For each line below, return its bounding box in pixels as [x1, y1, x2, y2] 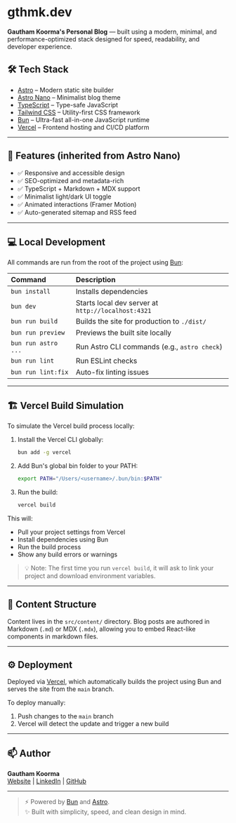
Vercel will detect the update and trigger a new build [17, 720, 169, 728]
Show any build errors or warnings [17, 550, 118, 558]
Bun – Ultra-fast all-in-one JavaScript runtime [17, 115, 150, 123]
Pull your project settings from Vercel [17, 528, 126, 536]
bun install [11, 288, 51, 295]
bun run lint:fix [11, 368, 69, 376]
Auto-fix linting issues [75, 368, 150, 377]
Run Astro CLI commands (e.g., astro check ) [75, 342, 223, 352]
